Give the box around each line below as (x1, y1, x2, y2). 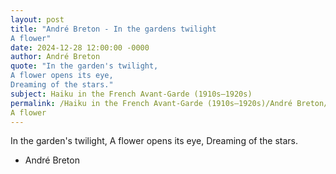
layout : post (10, 14, 65, 25)
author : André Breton (10, 52, 101, 62)
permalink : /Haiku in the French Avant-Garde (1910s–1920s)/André (10, 98, 293, 108)
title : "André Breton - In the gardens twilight (10, 24, 217, 34)
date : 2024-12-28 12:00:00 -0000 (10, 42, 150, 53)
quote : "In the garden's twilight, (10, 61, 159, 71)
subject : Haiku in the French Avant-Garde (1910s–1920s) (10, 89, 253, 99)
